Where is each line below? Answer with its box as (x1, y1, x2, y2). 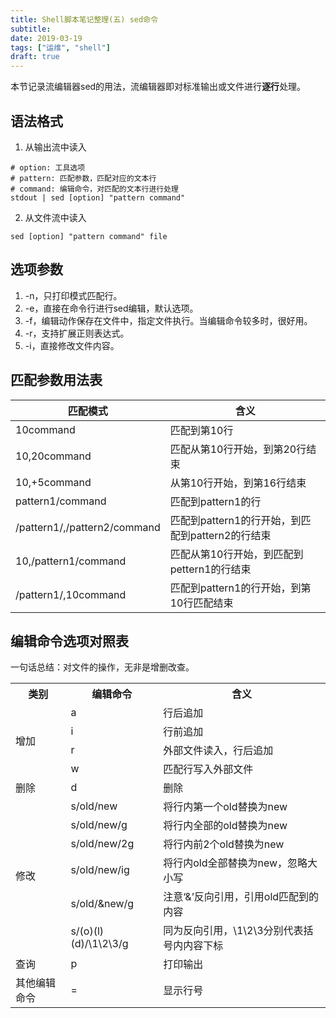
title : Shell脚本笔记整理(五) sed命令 (10, 14, 158, 25)
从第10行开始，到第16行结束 (169, 476, 307, 490)
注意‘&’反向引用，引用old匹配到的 (163, 890, 320, 904)
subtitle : (10, 24, 52, 34)
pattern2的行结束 (189, 528, 272, 542)
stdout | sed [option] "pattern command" (10, 192, 186, 203)
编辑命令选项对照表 (10, 632, 129, 650)
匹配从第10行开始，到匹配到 (169, 547, 304, 561)
